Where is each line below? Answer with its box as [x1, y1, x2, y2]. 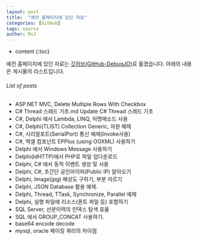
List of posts [6, 82, 37, 89]
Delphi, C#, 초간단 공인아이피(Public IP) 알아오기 [14, 168, 132, 175]
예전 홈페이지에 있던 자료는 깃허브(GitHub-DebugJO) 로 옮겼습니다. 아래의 [6, 60, 181, 68]
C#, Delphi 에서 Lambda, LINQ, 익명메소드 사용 [14, 115, 128, 122]
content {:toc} [14, 48, 50, 55]
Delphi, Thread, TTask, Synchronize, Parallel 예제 [14, 191, 137, 198]
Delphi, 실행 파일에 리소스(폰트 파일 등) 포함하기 [14, 198, 129, 206]
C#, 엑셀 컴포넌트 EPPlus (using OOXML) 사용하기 [14, 138, 136, 145]
